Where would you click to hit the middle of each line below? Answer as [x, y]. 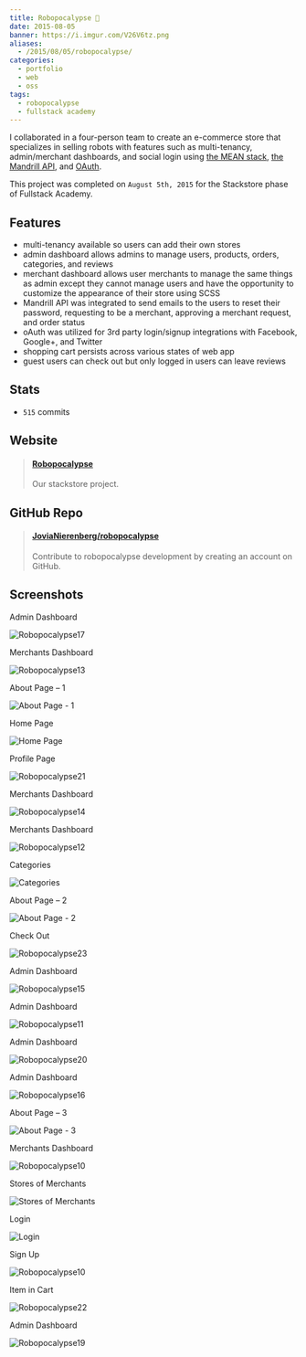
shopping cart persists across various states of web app [128, 352]
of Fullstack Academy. [51, 194]
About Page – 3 [38, 1112]
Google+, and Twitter [63, 342]
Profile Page [32, 758]
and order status [53, 323]
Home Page [32, 723]
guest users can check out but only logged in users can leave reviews [154, 361]
